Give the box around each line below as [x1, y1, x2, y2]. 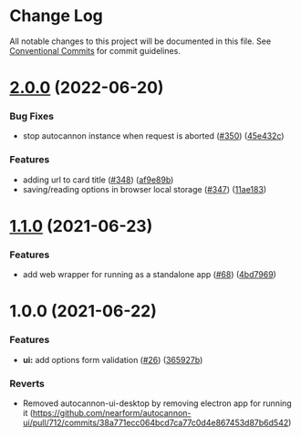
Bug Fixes [9, 110, 55, 123]
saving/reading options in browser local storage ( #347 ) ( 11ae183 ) [22, 183, 267, 194]
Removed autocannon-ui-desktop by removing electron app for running [22, 398, 292, 409]
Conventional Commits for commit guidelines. [9, 45, 181, 56]
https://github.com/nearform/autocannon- [32, 407, 192, 418]
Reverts [9, 377, 46, 390]
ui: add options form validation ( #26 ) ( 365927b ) [22, 354, 203, 365]
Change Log [9, 5, 103, 26]
